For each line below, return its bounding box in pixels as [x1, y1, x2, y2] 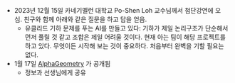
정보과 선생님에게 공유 [24, 68, 87, 77]
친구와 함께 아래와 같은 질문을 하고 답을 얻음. [23, 15, 147, 23]
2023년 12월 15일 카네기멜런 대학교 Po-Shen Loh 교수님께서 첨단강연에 [14, 6, 214, 14]
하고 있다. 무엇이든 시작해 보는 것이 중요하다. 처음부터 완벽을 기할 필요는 [24, 42, 224, 50]
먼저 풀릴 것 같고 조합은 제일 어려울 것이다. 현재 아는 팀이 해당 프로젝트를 [24, 33, 226, 41]
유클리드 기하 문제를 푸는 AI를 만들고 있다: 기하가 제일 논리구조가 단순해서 [24, 24, 229, 32]
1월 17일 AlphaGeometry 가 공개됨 [14, 60, 111, 67]
